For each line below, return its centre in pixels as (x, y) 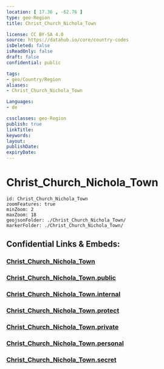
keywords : (19, 135)
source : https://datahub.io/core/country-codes (68, 40)
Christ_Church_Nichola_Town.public (61, 278)
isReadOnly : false (29, 52)
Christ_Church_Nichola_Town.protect (63, 310)
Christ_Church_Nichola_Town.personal (65, 343)
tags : (13, 74)
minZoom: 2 (20, 209)
